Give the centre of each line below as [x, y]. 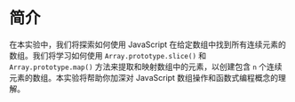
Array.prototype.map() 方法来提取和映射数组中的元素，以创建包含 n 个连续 [146, 67]
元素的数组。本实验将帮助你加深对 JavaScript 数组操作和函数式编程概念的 [144, 77]
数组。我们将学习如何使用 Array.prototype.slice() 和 [108, 55]
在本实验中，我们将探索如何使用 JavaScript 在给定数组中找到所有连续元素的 [148, 44]
